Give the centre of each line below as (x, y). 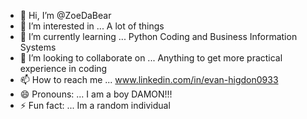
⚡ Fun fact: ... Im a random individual (95, 105)
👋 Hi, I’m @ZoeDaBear (65, 15)
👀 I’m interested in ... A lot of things (92, 26)
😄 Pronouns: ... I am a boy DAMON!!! (96, 94)
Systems (38, 47)
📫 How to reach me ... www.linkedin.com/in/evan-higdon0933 (149, 79)
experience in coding (63, 68)
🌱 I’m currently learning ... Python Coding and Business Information (158, 36)
